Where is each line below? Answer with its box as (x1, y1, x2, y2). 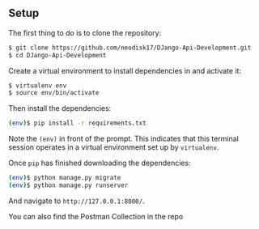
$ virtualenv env (8, 81, 67, 90)
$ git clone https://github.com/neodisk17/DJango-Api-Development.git (8, 44, 252, 52)
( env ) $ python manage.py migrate (8, 174, 121, 182)
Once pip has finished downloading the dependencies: (8, 158, 192, 168)
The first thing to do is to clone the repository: (8, 28, 162, 37)
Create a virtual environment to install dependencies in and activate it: (8, 66, 241, 75)
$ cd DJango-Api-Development (8, 51, 107, 59)
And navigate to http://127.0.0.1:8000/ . (8, 196, 145, 206)
